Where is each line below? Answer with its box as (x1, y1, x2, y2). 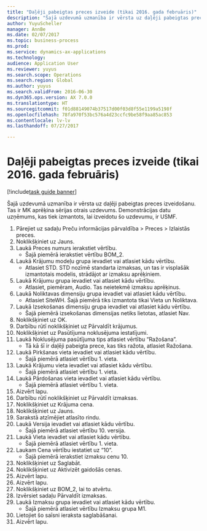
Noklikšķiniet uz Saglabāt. (15, 459, 82, 467)
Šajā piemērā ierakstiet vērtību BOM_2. (25, 251, 124, 258)
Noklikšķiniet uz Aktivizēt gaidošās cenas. (15, 466, 122, 473)
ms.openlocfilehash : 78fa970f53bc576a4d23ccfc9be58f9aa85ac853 (7, 112, 173, 118)
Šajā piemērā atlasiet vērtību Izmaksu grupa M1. (25, 505, 147, 513)
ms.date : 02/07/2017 (7, 32, 60, 38)
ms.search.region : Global (7, 77, 73, 83)
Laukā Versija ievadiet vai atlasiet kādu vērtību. (15, 421, 135, 428)
